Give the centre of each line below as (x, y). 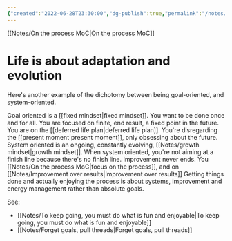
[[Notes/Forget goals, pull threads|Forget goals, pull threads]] (105, 230)
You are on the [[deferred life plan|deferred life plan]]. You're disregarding (113, 130)
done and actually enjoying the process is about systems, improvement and (115, 181)
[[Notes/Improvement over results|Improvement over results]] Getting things (116, 174)
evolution (35, 75)
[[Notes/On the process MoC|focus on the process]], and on (93, 167)
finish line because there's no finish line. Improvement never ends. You (108, 159)
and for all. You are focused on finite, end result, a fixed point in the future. (113, 123)
